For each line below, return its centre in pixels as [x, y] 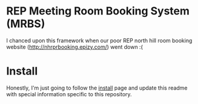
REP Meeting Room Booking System [98, 11]
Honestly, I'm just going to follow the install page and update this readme [97, 88]
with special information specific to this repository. [69, 94]
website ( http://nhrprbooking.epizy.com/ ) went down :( [75, 47]
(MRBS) [26, 24]
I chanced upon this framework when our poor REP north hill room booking [99, 40]
